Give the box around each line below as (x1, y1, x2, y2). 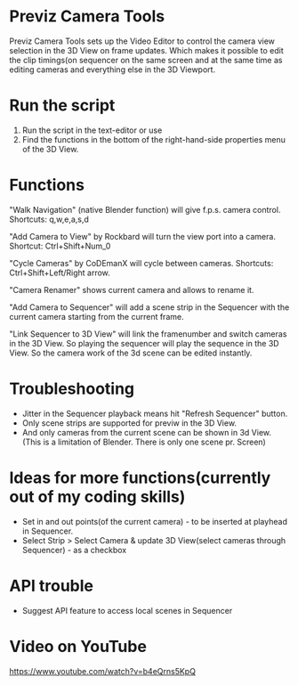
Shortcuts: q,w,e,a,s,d (9, 214, 89, 224)
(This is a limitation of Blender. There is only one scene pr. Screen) (21, 436, 267, 447)
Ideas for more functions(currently (9, 468, 271, 487)
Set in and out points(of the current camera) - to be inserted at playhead (21, 516, 287, 526)
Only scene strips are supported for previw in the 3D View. (21, 417, 238, 428)
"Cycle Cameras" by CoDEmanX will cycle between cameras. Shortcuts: (9, 257, 274, 268)
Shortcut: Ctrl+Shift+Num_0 (9, 241, 111, 251)
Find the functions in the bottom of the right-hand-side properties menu (21, 134, 286, 144)
